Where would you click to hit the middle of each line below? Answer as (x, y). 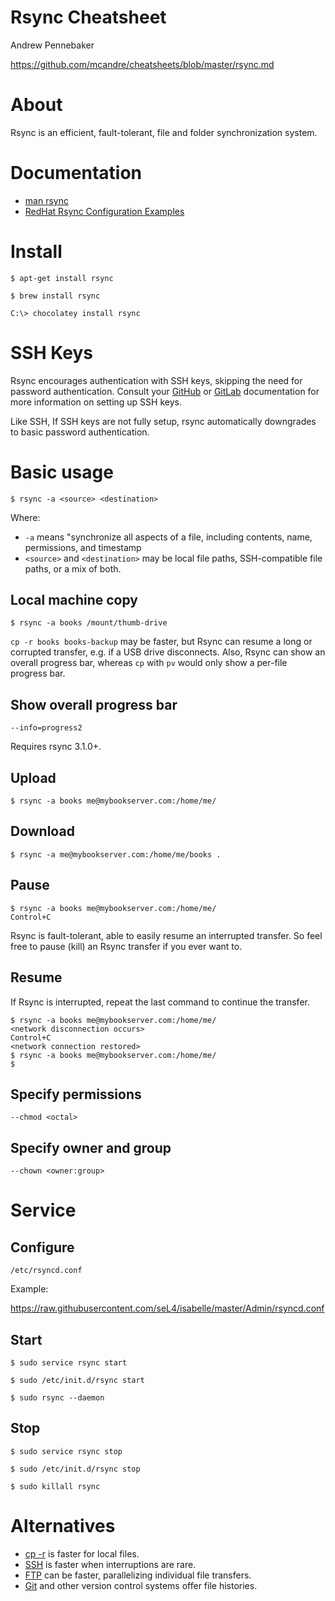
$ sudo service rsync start (69, 1362)
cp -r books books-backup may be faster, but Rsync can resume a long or (161, 642)
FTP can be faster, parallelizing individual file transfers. (138, 1575)
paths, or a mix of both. (73, 568)
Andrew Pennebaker (52, 45)
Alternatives (63, 1525)
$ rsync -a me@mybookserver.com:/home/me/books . (116, 854)
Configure (42, 1247)
